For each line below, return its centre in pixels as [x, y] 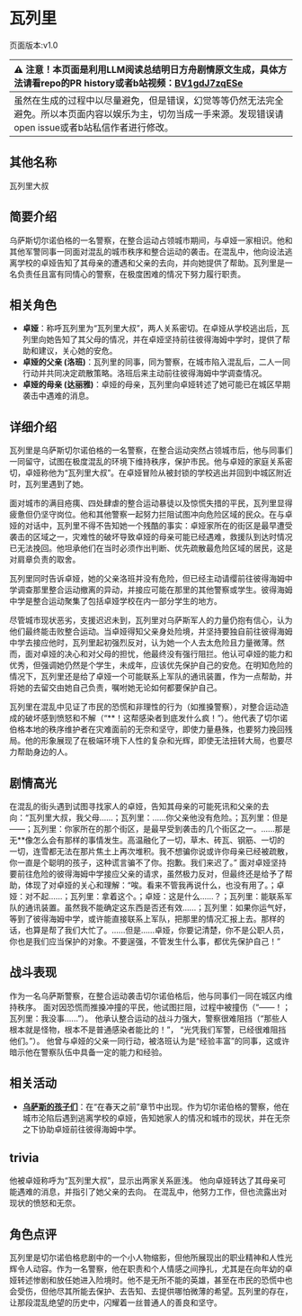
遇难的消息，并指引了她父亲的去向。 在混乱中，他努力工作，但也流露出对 [152, 1192]
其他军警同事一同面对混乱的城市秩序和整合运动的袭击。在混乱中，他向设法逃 [151, 251]
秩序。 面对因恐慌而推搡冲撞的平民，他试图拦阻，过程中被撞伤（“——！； [154, 1007]
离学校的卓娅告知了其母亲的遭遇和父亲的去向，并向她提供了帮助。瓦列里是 [147, 263]
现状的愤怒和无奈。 [45, 1203]
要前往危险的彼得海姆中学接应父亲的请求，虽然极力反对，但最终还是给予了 [147, 874]
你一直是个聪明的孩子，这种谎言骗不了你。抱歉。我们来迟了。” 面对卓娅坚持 [148, 862]
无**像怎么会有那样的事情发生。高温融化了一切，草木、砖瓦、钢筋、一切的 [147, 840]
